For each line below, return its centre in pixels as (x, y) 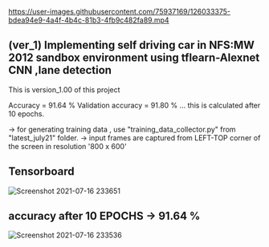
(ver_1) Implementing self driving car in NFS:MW (132, 45)
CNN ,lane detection (60, 70)
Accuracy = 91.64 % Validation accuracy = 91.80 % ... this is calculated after (134, 105)
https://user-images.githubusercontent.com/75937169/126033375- (120, 12)
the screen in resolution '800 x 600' (67, 146)
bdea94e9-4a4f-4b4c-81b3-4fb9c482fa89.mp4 (89, 20)
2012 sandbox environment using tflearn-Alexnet (134, 58)
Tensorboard (41, 172)
